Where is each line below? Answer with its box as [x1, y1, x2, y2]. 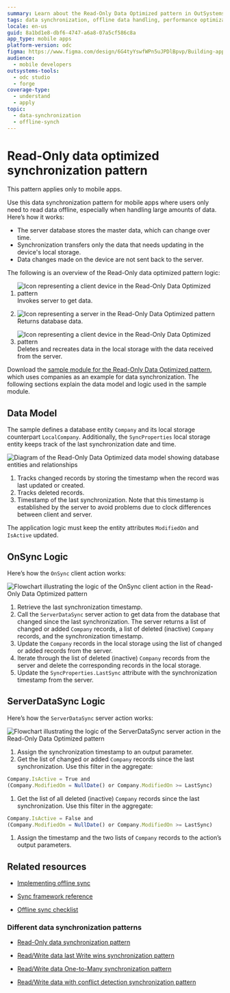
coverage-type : [7, 86, 51, 93]
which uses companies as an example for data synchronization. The [7, 373, 199, 381]
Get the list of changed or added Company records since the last [16, 755, 194, 763]
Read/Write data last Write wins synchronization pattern [16, 951, 175, 960]
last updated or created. [16, 481, 86, 490]
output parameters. [16, 841, 72, 849]
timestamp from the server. [16, 676, 94, 684]
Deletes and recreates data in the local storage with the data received [16, 345, 214, 353]
